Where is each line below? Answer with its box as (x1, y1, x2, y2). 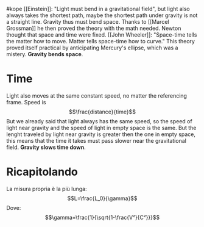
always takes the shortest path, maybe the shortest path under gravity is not (6, 12, 198, 19)
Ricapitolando (6, 165, 78, 179)
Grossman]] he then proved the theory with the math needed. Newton (6, 24, 181, 32)
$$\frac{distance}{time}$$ (69, 108, 136, 115)
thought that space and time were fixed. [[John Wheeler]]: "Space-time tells (6, 31, 197, 38)
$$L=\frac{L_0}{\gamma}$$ (67, 195, 138, 202)
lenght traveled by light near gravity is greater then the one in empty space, (6, 131, 196, 138)
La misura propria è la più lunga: (6, 185, 87, 192)
